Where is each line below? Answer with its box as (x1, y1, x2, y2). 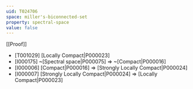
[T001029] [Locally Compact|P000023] (14, 52, 110, 59)
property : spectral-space (6, 19, 69, 25)
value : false (6, 24, 38, 31)
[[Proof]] (6, 41, 27, 48)
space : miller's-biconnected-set (6, 14, 88, 20)
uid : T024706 (6, 8, 38, 15)
